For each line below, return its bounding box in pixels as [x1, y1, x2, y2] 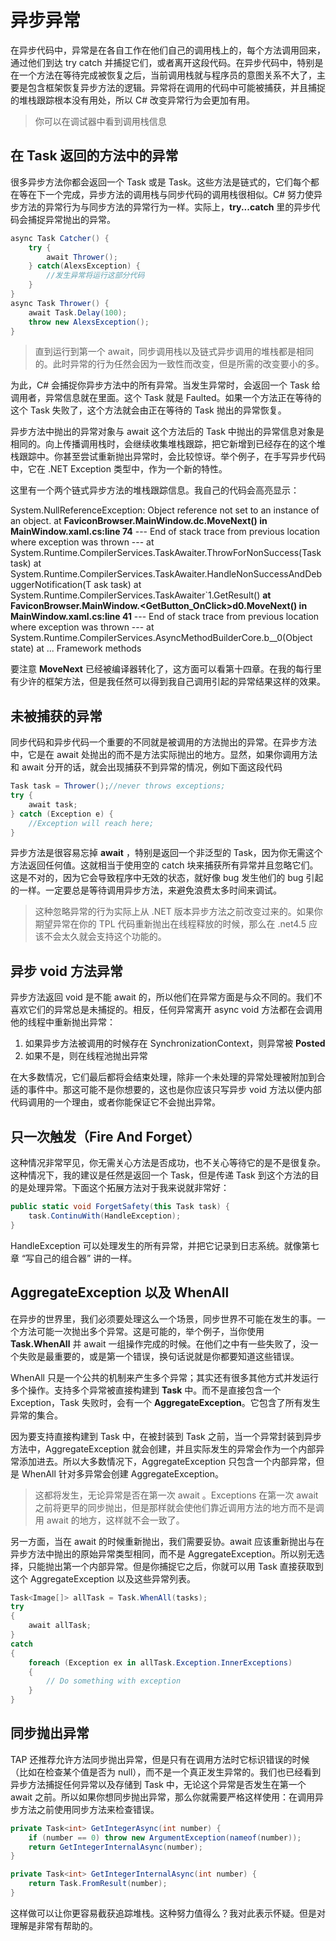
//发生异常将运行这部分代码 [46, 271, 145, 281]
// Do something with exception [46, 1676, 182, 1686]
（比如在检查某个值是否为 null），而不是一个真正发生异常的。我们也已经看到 [10, 1766, 322, 1778]
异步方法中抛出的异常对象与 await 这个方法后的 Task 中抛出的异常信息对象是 [10, 426, 325, 438]
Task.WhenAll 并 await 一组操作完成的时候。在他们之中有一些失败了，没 [10, 1337, 310, 1350]
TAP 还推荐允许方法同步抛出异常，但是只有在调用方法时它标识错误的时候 [10, 1753, 310, 1765]
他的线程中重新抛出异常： [10, 1016, 116, 1028]
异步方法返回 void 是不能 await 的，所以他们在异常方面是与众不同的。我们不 [10, 991, 323, 1003]
